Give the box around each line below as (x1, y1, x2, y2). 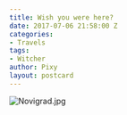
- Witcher (9, 54, 47, 63)
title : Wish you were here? (9, 12, 114, 22)
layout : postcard (9, 71, 74, 80)
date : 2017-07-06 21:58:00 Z (9, 21, 118, 30)
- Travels (9, 37, 47, 47)
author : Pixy (9, 63, 58, 72)
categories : (9, 29, 54, 38)
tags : (9, 46, 30, 55)
